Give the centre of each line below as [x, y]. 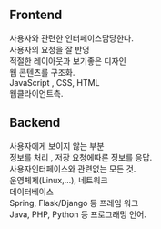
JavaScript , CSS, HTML [55, 82]
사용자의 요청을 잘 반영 [50, 49]
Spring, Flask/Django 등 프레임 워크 [74, 203]
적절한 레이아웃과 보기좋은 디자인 [68, 61]
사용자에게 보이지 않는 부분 [57, 146]
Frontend [36, 15]
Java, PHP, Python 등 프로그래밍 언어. [78, 214]
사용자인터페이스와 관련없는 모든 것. [73, 169]
